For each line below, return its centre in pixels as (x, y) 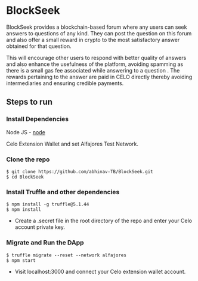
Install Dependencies (38, 119)
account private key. (40, 227)
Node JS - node (26, 132)
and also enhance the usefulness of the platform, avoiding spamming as (95, 64)
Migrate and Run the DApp (45, 243)
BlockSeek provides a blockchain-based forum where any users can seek (97, 27)
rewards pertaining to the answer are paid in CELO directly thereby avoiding (99, 77)
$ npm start (21, 260)
